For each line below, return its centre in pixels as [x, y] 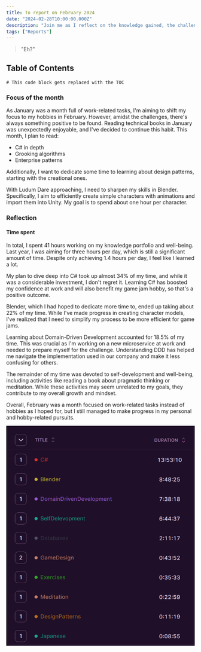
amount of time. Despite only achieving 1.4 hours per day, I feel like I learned [100, 258]
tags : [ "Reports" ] [29, 32]
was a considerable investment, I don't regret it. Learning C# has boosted [97, 282]
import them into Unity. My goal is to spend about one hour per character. [97, 203]
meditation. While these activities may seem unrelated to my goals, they [95, 387]
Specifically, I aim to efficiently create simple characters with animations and [100, 196]
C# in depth [29, 148]
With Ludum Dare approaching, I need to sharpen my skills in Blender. [92, 190]
